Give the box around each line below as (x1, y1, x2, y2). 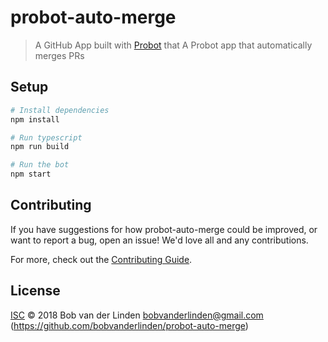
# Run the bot (10, 160, 70, 170)
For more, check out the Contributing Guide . (10, 253, 193, 265)
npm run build (10, 142, 70, 152)
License (10, 282, 61, 300)
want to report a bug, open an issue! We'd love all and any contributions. (10, 234, 309, 246)
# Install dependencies (10, 105, 110, 115)
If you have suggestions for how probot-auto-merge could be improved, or (10, 223, 318, 235)
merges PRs (34, 49, 85, 61)
